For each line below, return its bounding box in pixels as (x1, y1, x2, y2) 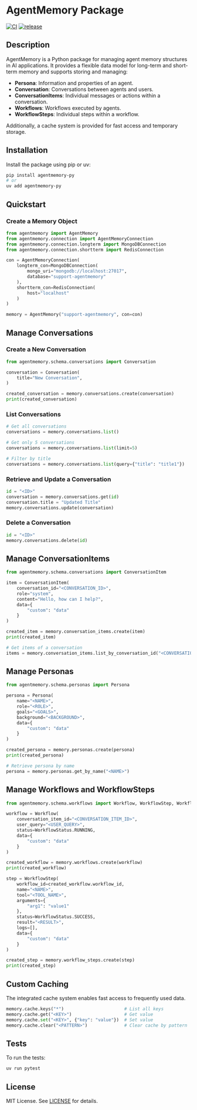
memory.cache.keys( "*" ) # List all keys (6, 1005, 164, 1012)
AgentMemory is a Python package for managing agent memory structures (6, 55, 188, 62)
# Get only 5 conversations (6, 440, 75, 446)
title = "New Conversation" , (16, 375, 83, 381)
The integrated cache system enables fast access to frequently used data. (6, 994, 186, 1001)
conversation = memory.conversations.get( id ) (6, 494, 119, 500)
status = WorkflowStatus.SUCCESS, (16, 914, 96, 920)
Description (6, 40, 50, 50)
